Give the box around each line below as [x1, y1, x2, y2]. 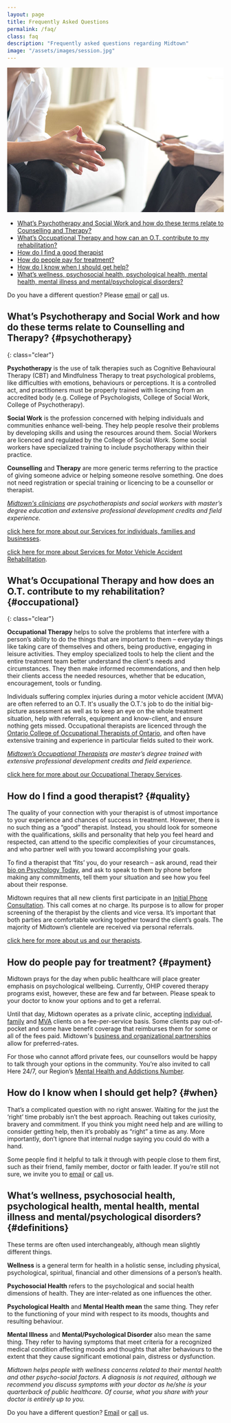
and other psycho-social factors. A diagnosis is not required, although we [7, 1373, 217, 1381]
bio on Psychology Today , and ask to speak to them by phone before [7, 866, 202, 874]
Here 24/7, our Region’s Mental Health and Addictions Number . [7, 1067, 185, 1075]
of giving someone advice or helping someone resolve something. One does [7, 471, 223, 479]
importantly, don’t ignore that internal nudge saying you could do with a [7, 1135, 210, 1143]
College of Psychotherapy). [7, 400, 85, 409]
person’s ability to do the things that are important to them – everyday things [7, 635, 223, 644]
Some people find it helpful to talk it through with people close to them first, [7, 1155, 221, 1163]
